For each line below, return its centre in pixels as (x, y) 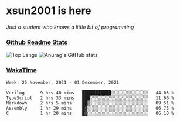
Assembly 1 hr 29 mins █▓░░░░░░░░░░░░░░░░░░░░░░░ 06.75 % (90, 108)
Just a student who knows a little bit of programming (70, 27)
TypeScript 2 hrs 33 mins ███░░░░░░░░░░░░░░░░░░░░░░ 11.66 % (90, 98)
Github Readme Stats (37, 42)
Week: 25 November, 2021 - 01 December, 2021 (62, 82)
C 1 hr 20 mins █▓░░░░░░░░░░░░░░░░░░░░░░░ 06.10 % (90, 113)
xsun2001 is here (49, 11)
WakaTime (21, 70)
